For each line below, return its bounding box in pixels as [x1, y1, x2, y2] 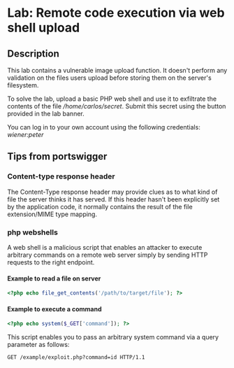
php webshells [7, 227, 58, 237]
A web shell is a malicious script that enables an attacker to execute [7, 243, 203, 251]
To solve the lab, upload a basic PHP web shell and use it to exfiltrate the [7, 94, 217, 103]
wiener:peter [7, 131, 44, 139]
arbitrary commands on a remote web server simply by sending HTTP [7, 250, 208, 259]
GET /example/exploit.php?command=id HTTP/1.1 [7, 354, 145, 361]
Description [7, 48, 59, 59]
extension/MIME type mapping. [7, 210, 98, 218]
